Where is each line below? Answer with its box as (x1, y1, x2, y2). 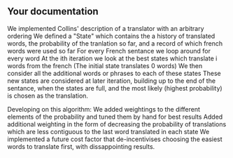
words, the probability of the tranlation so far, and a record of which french (7, 39, 223, 48)
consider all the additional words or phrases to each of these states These (7, 69, 222, 77)
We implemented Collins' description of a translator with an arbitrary (7, 24, 204, 32)
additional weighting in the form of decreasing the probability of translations (7, 119, 227, 129)
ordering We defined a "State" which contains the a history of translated (7, 32, 216, 40)
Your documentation (7, 6, 99, 18)
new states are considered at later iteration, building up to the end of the (7, 77, 216, 85)
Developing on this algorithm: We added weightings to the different (7, 105, 201, 113)
